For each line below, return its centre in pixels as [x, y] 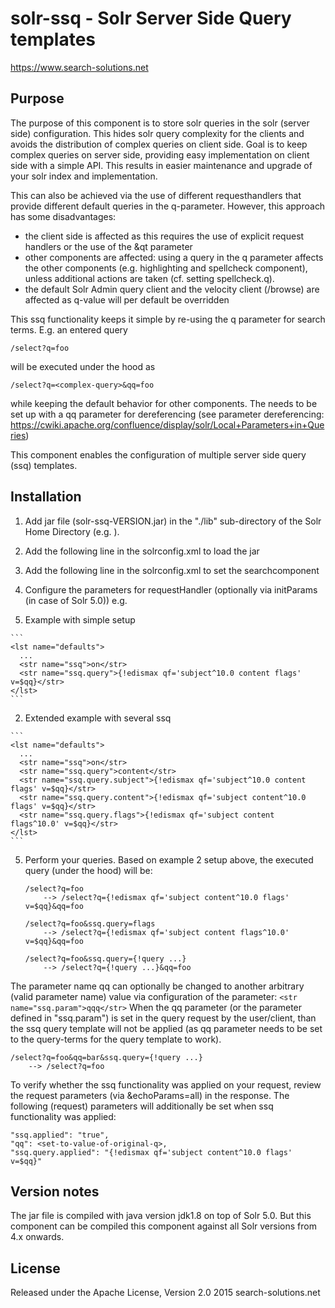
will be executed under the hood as [83, 366]
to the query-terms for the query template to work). [116, 1039]
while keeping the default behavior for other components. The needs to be [164, 403]
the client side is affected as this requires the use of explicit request [164, 236]
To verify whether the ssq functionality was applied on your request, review [166, 1084]
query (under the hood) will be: [88, 870]
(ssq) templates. [44, 465]
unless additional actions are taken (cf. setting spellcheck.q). [149, 278]
